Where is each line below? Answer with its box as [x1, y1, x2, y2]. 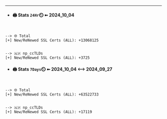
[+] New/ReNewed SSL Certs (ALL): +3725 [5, 55, 90, 60]
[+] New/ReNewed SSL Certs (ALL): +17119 [5, 110, 92, 115]
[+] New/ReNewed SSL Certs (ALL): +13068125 [5, 38, 99, 43]
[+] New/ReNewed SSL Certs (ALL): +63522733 [5, 92, 99, 97]
